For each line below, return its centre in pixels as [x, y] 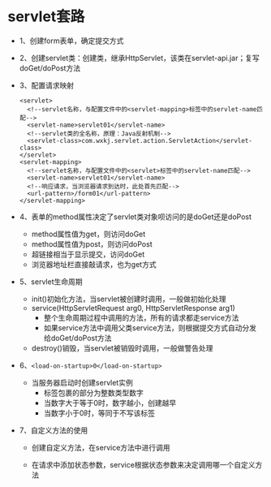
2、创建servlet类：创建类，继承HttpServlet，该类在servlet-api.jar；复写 [140, 58]
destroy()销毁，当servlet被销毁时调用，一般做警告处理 [122, 348]
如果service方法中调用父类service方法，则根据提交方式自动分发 [150, 328]
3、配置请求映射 [47, 85]
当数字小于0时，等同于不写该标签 [99, 413]
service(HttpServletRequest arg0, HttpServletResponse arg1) [133, 308]
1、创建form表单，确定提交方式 [71, 41]
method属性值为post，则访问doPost [92, 243]
